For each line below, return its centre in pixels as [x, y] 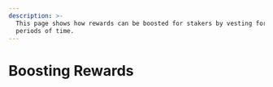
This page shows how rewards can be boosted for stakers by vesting [134, 23]
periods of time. [45, 31]
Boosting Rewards [71, 70]
